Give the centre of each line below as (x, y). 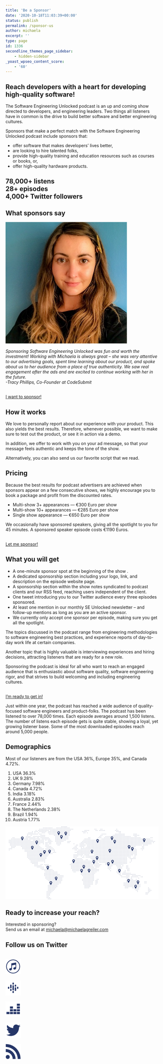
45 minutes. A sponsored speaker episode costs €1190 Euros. (67, 530)
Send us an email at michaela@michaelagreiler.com (57, 930)
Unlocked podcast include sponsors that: (47, 136)
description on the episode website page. (54, 581)
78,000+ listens (30, 181)
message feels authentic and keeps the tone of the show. (63, 449)
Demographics (28, 747)
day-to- (146, 637)
